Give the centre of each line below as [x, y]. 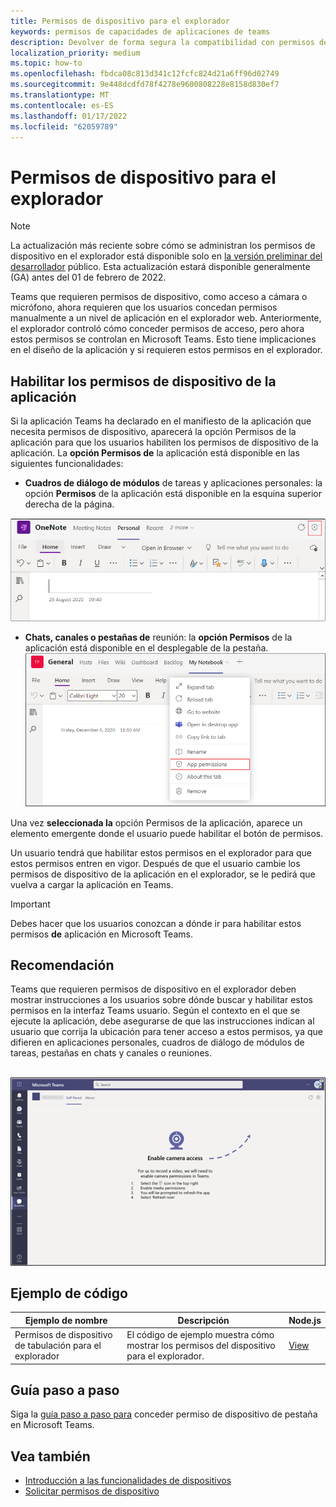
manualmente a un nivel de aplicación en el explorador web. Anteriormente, [166, 318]
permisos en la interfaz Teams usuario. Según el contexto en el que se [155, 1011]
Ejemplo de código [69, 1293]
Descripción [203, 1320]
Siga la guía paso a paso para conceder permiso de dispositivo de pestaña [164, 1414]
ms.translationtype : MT [60, 95]
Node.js [305, 1320]
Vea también [50, 1456]
